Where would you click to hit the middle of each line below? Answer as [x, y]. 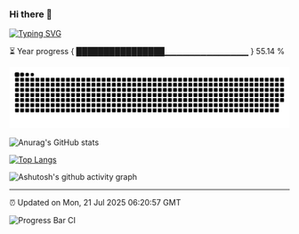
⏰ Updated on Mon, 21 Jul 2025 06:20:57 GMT [95, 203]
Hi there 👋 [31, 14]
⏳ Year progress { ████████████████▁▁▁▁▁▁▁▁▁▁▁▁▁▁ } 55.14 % [147, 52]
